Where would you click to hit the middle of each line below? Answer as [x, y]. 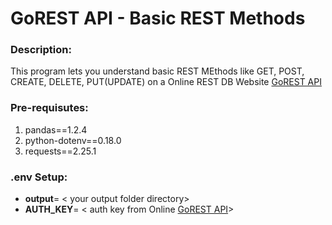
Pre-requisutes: [49, 108]
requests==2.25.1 [60, 151]
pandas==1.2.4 [56, 129]
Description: [41, 50]
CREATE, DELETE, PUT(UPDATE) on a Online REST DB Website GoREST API [166, 82]
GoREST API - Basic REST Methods [158, 18]
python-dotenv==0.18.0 [73, 140]
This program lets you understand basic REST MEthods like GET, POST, [157, 71]
